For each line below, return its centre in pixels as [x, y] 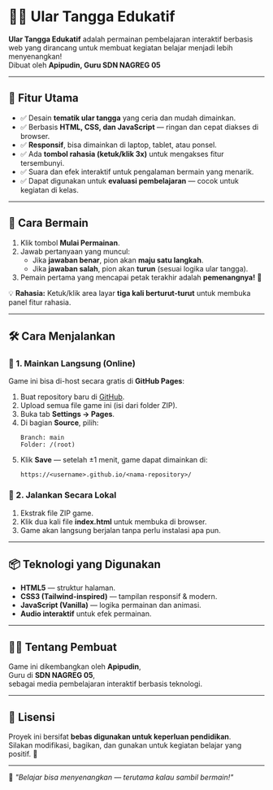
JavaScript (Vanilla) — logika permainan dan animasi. [110, 606]
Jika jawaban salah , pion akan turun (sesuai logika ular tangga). [140, 268]
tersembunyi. [42, 163]
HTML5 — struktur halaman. [68, 588]
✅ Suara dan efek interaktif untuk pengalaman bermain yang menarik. [137, 171]
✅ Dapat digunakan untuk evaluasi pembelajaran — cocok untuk [130, 180]
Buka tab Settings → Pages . [67, 415]
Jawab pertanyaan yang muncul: [75, 251]
